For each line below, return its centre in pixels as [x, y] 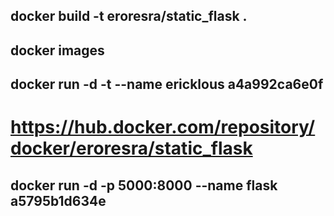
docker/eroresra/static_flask [131, 148]
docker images [57, 50]
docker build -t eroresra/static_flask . [129, 16]
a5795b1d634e [58, 200]
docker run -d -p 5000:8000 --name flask [144, 185]
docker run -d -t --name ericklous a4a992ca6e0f [167, 84]
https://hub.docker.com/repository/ [163, 127]
